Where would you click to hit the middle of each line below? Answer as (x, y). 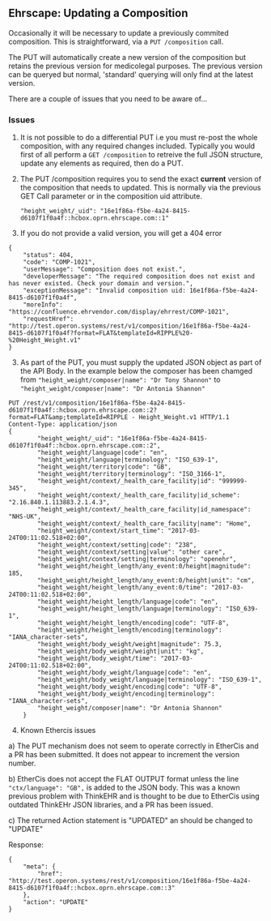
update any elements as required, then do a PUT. (102, 163)
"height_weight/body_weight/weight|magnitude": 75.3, (130, 645)
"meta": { (40, 867)
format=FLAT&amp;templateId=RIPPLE (68, 418)
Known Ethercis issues (58, 730)
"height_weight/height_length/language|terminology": (130, 609)
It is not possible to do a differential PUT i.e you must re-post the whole (139, 138)
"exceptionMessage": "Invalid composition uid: (104, 291)
